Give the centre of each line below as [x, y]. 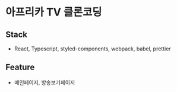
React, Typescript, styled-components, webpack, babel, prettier [92, 49]
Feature [20, 67]
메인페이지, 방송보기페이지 [45, 82]
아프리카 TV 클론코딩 [54, 12]
